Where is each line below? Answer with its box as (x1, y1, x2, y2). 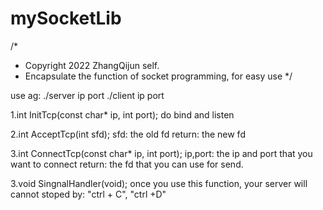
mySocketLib (10, 7, 122, 30)
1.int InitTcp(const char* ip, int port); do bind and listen (10, 108, 235, 121)
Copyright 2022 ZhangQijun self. (24, 59, 160, 71)
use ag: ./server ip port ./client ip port (10, 89, 165, 101)
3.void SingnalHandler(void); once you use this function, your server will (10, 177, 308, 189)
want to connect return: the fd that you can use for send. (10, 158, 244, 170)
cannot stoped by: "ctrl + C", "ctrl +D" (10, 188, 167, 200)
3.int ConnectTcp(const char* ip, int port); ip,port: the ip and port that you (10, 147, 313, 159)
